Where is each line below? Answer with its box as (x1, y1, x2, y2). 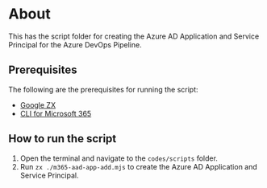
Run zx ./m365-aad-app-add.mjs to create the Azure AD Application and (19, 161, 258, 171)
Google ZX (19, 100, 56, 109)
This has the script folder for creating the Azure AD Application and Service (8, 31, 260, 41)
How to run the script (8, 132, 117, 145)
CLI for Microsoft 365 (19, 108, 92, 118)
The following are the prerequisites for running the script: (8, 84, 199, 94)
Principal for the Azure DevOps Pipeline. (8, 39, 143, 49)
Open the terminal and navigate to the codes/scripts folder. (19, 153, 218, 163)
